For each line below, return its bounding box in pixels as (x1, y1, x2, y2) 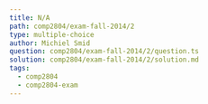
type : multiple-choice (9, 30, 95, 39)
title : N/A (9, 13, 50, 23)
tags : (9, 64, 30, 73)
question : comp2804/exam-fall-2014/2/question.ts (9, 47, 200, 56)
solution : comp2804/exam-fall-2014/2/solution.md (9, 55, 200, 64)
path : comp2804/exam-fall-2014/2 (9, 22, 135, 31)
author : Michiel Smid (9, 38, 91, 48)
